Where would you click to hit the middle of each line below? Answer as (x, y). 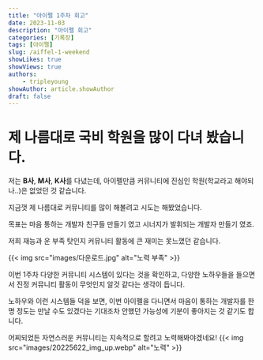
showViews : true (35, 67)
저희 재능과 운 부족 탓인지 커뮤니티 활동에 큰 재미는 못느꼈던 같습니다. (115, 241)
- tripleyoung (45, 81)
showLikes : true (35, 60)
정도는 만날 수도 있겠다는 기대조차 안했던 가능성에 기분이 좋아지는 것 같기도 (131, 311)
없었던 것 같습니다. (58, 191)
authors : (23, 74)
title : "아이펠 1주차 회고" (49, 15)
